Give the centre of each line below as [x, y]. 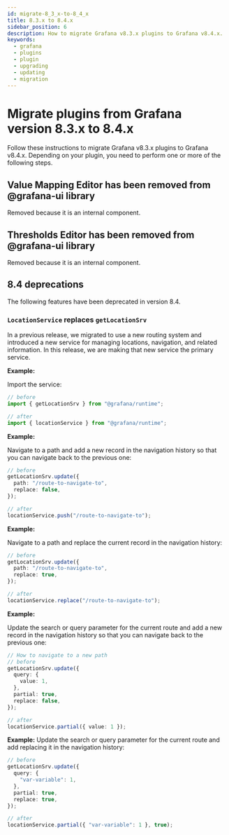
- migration [31, 79]
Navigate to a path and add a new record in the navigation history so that [112, 450]
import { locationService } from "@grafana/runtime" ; [87, 423]
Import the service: [35, 385]
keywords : [22, 40]
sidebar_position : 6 [37, 27]
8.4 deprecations [45, 285]
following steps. [30, 163]
